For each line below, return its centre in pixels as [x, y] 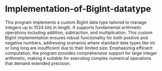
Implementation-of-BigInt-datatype [78, 9]
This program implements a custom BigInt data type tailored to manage [76, 22]
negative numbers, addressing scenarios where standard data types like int [80, 43]
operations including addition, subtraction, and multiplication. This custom [79, 32]
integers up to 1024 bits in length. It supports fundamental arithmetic [73, 27]
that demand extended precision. [38, 63]
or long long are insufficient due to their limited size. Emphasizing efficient [79, 48]
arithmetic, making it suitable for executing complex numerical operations [78, 58]
